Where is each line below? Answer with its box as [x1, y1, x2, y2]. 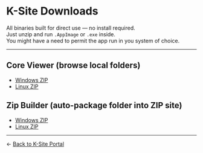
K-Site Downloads [6, 4, 98, 18]
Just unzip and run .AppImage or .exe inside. [6, 30, 116, 37]
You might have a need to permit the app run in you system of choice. [6, 37, 180, 44]
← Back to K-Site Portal [6, 140, 65, 148]
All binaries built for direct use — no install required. [6, 24, 136, 31]
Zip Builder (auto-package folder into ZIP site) [6, 100, 182, 111]
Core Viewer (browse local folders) [6, 60, 141, 71]
